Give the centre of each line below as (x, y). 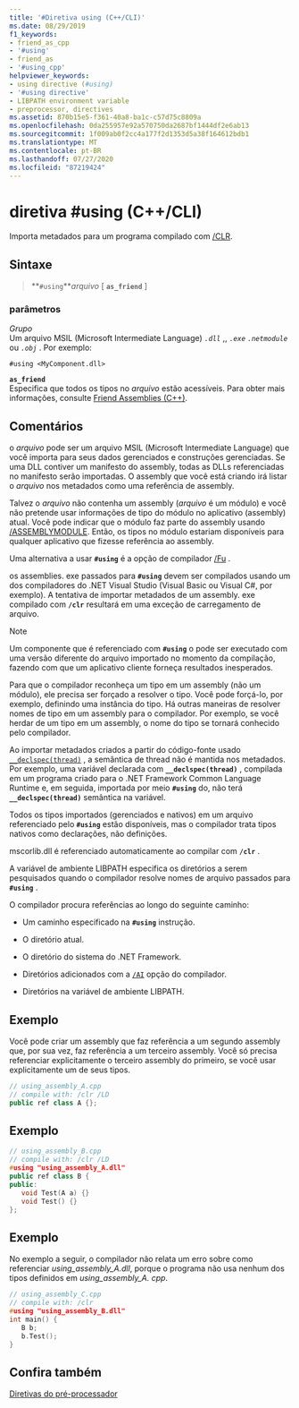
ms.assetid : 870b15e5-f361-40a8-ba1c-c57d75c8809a (105, 117)
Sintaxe (31, 265)
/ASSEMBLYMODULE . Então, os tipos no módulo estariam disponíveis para (147, 532)
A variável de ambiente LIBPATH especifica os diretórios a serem (129, 868)
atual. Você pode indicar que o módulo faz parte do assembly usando (137, 522)
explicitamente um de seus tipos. (70, 1070)
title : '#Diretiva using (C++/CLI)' (77, 17)
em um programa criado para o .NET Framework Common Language (135, 779)
